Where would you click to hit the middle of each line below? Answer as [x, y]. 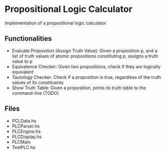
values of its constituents [38, 82]
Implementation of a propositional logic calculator [56, 23]
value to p [22, 61]
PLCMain [21, 142]
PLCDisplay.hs [27, 137]
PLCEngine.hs [26, 131]
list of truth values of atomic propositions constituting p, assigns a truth [85, 56]
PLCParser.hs [26, 126]
